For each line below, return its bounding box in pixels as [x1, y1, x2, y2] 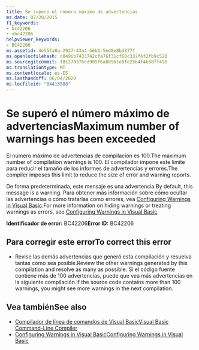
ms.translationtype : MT [6, 64, 66, 71]
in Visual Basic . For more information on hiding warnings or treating [6, 202, 171, 209]
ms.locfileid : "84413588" [6, 81, 71, 87]
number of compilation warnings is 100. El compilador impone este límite [6, 158, 185, 165]
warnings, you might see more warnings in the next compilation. [14, 285, 174, 292]
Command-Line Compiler [14, 324, 78, 331]
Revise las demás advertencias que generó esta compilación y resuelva [14, 252, 192, 260]
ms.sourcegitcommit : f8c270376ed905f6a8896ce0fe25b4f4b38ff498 [6, 59, 168, 65]
